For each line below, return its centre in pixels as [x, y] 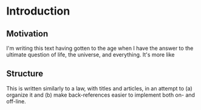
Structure [25, 74]
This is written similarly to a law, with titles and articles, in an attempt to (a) [99, 88]
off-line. [16, 101]
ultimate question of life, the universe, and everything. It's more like [90, 55]
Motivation [27, 34]
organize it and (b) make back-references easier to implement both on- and [101, 95]
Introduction [38, 11]
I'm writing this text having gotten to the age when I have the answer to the [100, 48]
